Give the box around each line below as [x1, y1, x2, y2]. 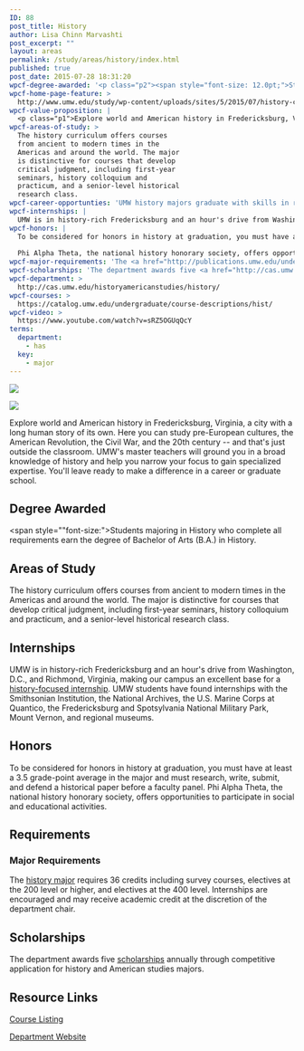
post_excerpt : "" [9, 38, 75, 48]
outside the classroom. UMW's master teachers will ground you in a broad [9, 445, 286, 457]
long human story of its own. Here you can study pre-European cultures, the [9, 426, 294, 437]
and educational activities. [9, 800, 108, 811]
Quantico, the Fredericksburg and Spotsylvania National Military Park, [9, 702, 270, 713]
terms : [9, 325, 34, 334]
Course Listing [9, 1014, 64, 1025]
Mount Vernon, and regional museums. [9, 712, 155, 722]
